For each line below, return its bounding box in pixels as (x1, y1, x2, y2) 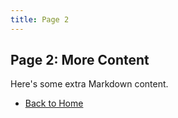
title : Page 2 (10, 14, 70, 25)
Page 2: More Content (10, 52, 150, 69)
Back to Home (24, 97, 84, 110)
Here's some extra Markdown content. (10, 78, 169, 90)
